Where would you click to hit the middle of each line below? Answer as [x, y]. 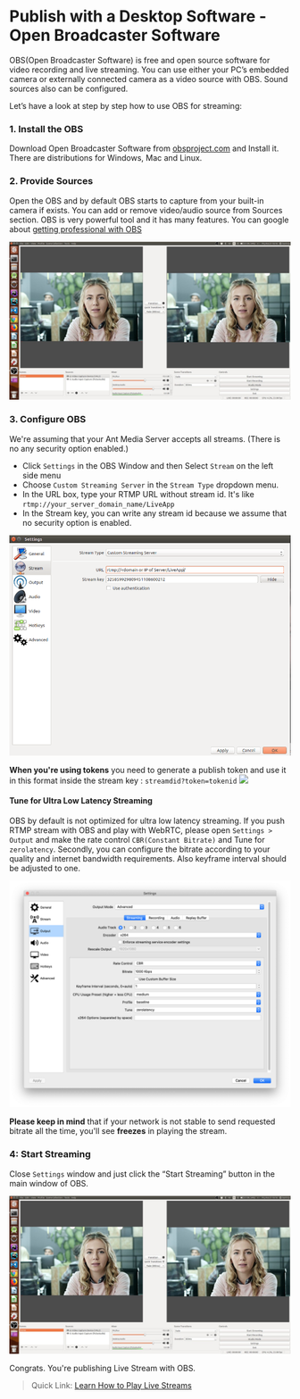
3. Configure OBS [48, 420]
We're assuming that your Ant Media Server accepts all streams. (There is [145, 438]
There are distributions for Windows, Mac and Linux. [106, 158]
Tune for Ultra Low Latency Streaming [81, 801]
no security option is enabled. [77, 522]
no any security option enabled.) [69, 448]
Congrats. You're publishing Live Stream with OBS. [103, 1368]
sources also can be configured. [69, 88]
